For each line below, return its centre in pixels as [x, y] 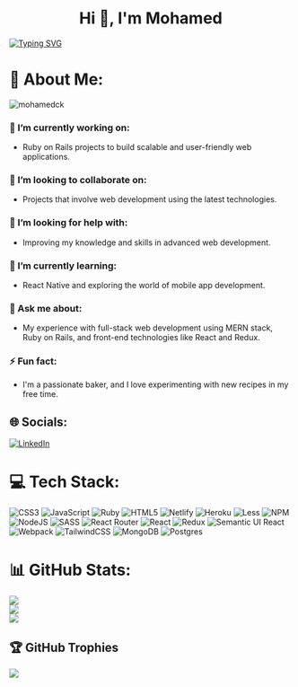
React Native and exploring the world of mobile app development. [144, 286]
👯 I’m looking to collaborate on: [78, 181]
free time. [40, 393]
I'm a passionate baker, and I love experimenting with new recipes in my [155, 384]
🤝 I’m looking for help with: [69, 223]
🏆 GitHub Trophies [64, 647]
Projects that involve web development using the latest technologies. [149, 199]
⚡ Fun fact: [33, 361]
